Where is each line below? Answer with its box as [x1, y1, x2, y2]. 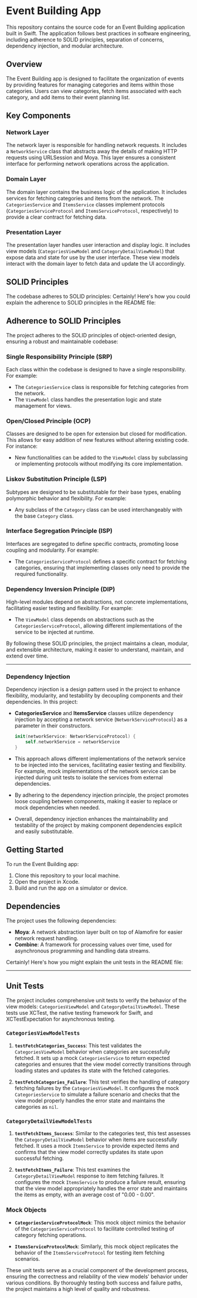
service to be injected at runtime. [14, 629, 95, 636]
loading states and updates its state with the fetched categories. [14, 1066, 170, 1074]
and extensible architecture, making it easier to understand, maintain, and [6, 646, 184, 653]
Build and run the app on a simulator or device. [14, 884, 128, 891]
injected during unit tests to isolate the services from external [14, 774, 163, 781]
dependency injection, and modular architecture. [6, 42, 124, 49]
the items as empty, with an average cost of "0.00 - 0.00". [14, 1191, 155, 1198]
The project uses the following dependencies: [6, 917, 117, 924]
